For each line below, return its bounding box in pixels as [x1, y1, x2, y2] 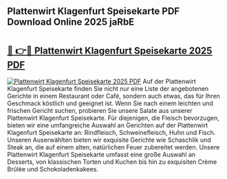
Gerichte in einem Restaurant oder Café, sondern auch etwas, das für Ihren [7, 92, 220, 100]
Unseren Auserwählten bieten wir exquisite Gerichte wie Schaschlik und [7, 136, 211, 144]
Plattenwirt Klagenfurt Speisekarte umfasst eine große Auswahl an [7, 151, 196, 158]
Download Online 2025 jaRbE [7, 17, 135, 28]
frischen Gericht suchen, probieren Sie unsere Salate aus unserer [7, 107, 193, 114]
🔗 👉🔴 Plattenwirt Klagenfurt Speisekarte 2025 [7, 45, 213, 56]
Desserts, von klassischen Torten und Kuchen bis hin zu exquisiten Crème [7, 158, 217, 166]
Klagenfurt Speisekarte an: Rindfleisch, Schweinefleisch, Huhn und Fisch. [7, 129, 216, 136]
